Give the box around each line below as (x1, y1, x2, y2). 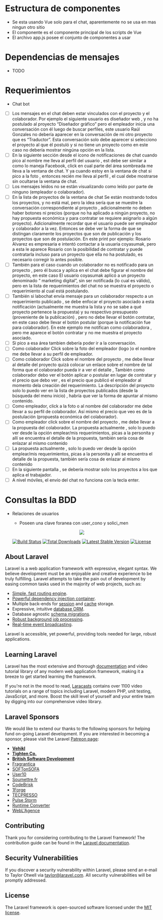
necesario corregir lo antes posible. (12, 257, 84, 263)
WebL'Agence (12, 807, 40, 814)
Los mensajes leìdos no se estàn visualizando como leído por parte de (12, 183, 153, 189)
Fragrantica (12, 761, 36, 767)
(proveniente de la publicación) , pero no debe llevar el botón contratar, (12, 314, 155, 320)
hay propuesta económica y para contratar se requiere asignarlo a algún (12, 215, 157, 221)
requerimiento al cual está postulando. (12, 288, 90, 294)
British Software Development (12, 756, 74, 762)
